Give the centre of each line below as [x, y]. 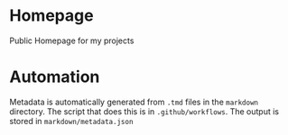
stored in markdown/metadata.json [71, 121]
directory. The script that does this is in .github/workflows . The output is [144, 111]
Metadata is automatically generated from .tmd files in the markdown [134, 102]
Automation [55, 77]
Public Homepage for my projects [72, 40]
